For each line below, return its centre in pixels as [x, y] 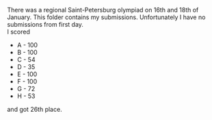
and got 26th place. [35, 109]
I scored [19, 32]
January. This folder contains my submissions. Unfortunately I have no [106, 17]
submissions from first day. [45, 24]
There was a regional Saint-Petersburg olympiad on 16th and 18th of [103, 10]
